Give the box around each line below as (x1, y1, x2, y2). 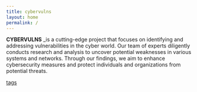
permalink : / (6, 20, 39, 26)
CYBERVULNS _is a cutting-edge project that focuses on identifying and (6, 36, 184, 43)
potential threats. (6, 68, 47, 75)
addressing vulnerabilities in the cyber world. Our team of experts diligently (6, 42, 190, 49)
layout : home (6, 14, 39, 20)
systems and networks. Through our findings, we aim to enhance (6, 55, 166, 62)
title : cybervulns (6, 8, 52, 15)
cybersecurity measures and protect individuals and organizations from (6, 61, 181, 68)
